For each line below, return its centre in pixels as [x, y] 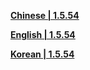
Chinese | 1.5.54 [45, 15]
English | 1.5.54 [43, 34]
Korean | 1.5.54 [42, 54]
